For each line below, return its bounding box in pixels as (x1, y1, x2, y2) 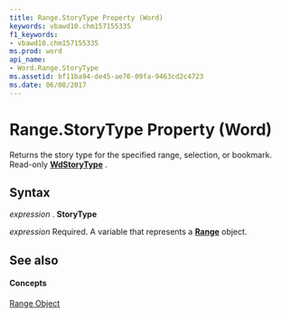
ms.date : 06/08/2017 (9, 80, 88, 89)
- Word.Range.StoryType (9, 64, 99, 73)
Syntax (9, 184, 51, 200)
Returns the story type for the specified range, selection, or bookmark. (9, 149, 273, 160)
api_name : (9, 55, 47, 64)
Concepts (9, 277, 47, 289)
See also (9, 252, 59, 267)
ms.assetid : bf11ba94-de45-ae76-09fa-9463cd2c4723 (9, 72, 204, 81)
